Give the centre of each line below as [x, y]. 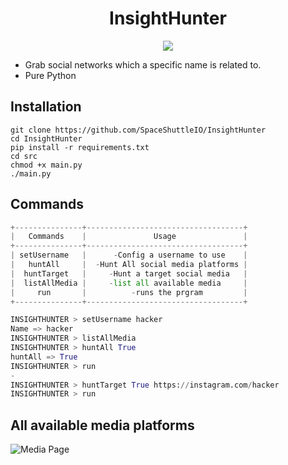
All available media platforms [102, 425]
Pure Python [50, 75]
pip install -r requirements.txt [80, 147]
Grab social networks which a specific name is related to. [143, 64]
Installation [46, 107]
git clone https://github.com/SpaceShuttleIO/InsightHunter [138, 130]
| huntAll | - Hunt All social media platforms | [129, 265]
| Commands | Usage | [129, 237]
